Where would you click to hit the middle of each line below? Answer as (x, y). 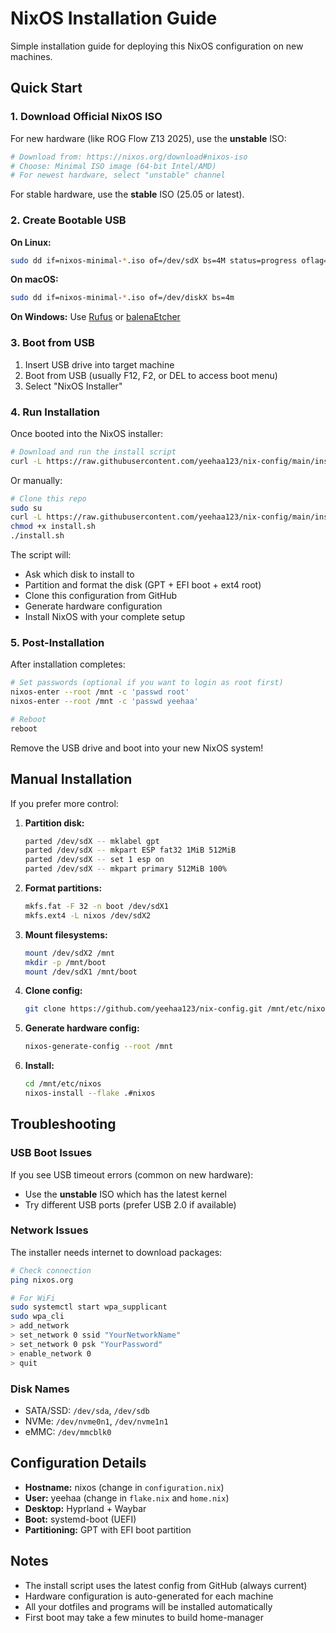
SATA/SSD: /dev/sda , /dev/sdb (87, 1410)
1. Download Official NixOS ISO (86, 117)
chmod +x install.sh (53, 527)
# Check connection (51, 1270)
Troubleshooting (63, 1124)
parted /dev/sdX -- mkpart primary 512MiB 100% (125, 869)
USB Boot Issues (51, 1153)
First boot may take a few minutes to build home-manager (144, 1617)
